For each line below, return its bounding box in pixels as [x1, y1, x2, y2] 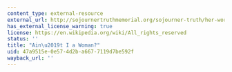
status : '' [7, 36, 39, 43]
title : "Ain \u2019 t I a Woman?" [7, 42, 100, 49]
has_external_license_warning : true [7, 23, 113, 29]
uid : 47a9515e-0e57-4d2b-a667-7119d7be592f [7, 49, 135, 56]
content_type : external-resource [7, 10, 104, 17]
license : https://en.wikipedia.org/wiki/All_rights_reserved [7, 29, 187, 36]
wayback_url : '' [7, 55, 54, 62]
